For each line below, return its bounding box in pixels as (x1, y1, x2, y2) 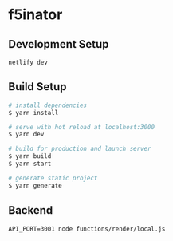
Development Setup (8, 38, 109, 51)
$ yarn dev (8, 130, 45, 139)
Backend (8, 203, 53, 217)
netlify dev (8, 58, 48, 66)
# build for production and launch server (8, 145, 151, 153)
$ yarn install (8, 109, 59, 117)
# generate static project (8, 174, 98, 182)
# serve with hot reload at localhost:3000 (8, 123, 155, 131)
